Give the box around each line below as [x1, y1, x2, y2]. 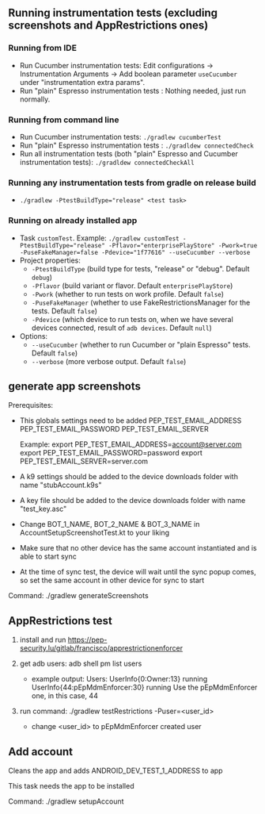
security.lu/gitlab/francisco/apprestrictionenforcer [19, 643, 184, 653]
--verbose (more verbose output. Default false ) [31, 356, 187, 366]
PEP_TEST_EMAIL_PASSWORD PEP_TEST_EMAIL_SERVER [19, 424, 209, 434]
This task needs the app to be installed [8, 781, 134, 791]
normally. [19, 94, 51, 104]
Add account [8, 745, 74, 758]
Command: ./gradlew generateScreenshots [8, 591, 149, 601]
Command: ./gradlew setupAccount [8, 797, 124, 806]
